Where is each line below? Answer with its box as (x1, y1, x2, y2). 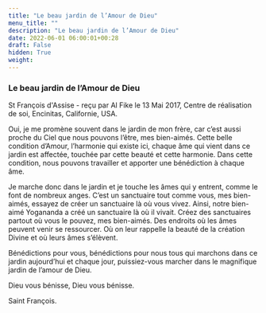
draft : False (8, 41, 52, 49)
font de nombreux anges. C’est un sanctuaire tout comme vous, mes (8, 190, 232, 200)
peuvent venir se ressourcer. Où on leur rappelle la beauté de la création (8, 225, 245, 234)
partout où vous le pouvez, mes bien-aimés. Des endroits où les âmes (8, 216, 237, 225)
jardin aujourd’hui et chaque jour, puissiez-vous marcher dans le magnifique (8, 256, 257, 267)
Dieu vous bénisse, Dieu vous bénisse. (8, 280, 135, 291)
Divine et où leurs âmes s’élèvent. (8, 233, 118, 243)
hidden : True (8, 49, 52, 57)
